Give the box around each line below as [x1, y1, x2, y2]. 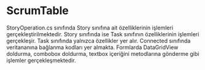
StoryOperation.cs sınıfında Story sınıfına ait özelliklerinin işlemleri [6, 24, 174, 31]
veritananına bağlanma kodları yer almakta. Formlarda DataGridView [6, 44, 179, 51]
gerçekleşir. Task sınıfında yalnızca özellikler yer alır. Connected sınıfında [6, 37, 191, 44]
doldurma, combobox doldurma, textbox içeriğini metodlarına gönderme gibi [6, 50, 199, 57]
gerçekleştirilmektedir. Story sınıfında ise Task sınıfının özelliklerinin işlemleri [6, 30, 199, 37]
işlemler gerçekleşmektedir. [6, 56, 77, 64]
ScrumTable [6, 4, 69, 18]
